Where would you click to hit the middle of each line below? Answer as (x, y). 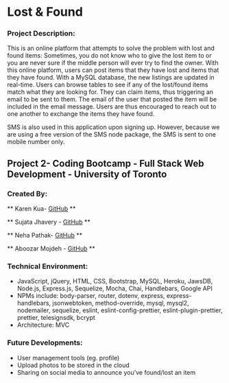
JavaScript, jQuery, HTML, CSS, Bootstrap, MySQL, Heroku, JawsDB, (115, 281)
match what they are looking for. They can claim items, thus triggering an (110, 92)
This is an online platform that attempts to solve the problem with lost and (111, 48)
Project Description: (41, 34)
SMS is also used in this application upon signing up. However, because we (113, 127)
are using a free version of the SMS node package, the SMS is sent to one (111, 135)
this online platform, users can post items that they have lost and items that (113, 70)
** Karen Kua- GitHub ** (41, 209)
